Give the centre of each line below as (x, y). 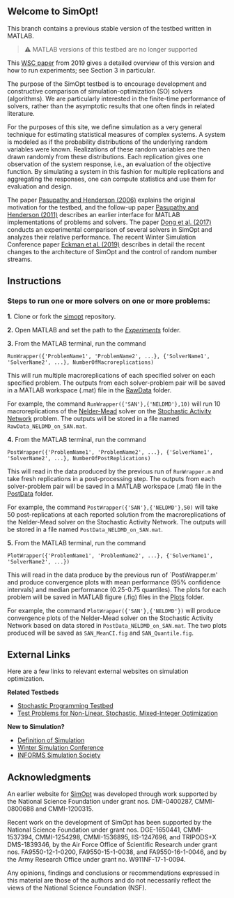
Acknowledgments (49, 777)
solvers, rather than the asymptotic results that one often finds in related (111, 106)
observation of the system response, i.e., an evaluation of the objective (109, 164)
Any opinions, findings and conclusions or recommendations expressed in (114, 873)
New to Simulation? (36, 727)
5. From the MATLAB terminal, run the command (77, 543)
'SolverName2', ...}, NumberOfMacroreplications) (81, 362)
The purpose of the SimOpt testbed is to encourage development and (107, 84)
